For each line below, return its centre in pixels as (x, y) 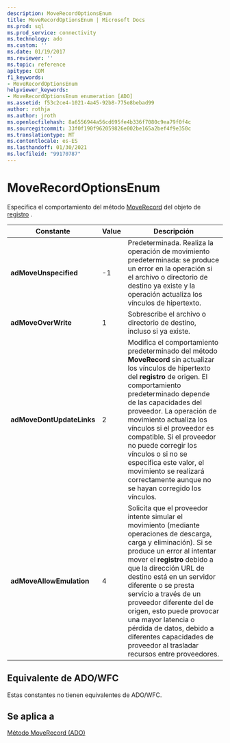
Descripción (173, 231)
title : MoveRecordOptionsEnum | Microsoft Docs (76, 20)
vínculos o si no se (157, 454)
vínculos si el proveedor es (171, 428)
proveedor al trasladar (163, 645)
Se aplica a (31, 717)
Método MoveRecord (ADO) (46, 733)
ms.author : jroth (32, 115)
